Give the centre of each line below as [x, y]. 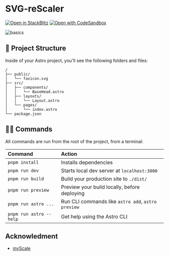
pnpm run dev [23, 170]
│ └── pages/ [21, 105]
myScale [22, 248]
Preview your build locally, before [100, 187]
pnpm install [23, 162]
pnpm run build [26, 179]
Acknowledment [32, 236]
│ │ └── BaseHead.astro [35, 92]
